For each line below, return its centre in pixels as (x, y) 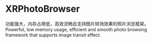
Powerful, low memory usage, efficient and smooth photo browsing (76, 29)
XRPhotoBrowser (43, 9)
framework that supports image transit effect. (53, 35)
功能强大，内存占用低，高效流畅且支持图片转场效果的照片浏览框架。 (77, 24)
